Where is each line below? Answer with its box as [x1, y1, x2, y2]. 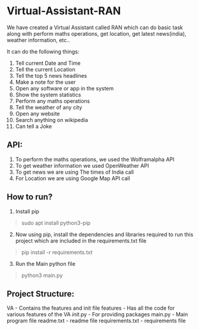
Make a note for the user [15, 78, 76, 86]
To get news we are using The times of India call [15, 168, 134, 175]
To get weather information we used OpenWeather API [15, 162, 149, 169]
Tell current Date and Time [15, 59, 81, 67]
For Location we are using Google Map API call [15, 174, 130, 182]
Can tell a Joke [15, 122, 52, 130]
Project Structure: [7, 288, 75, 298]
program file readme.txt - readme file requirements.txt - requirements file [7, 317, 186, 325]
